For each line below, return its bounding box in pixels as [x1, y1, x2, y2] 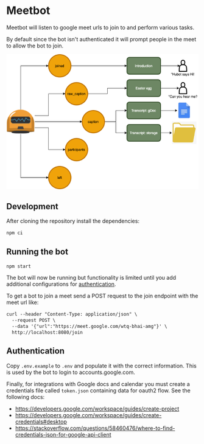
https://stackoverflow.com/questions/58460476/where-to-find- [15, 424, 175, 432]
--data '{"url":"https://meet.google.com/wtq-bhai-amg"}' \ [12, 323, 167, 329]
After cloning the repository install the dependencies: [6, 217, 140, 225]
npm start [6, 263, 32, 269]
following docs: [6, 393, 45, 400]
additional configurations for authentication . [6, 280, 116, 288]
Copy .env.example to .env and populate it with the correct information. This [6, 362, 197, 369]
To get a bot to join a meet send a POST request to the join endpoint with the [6, 292, 199, 299]
